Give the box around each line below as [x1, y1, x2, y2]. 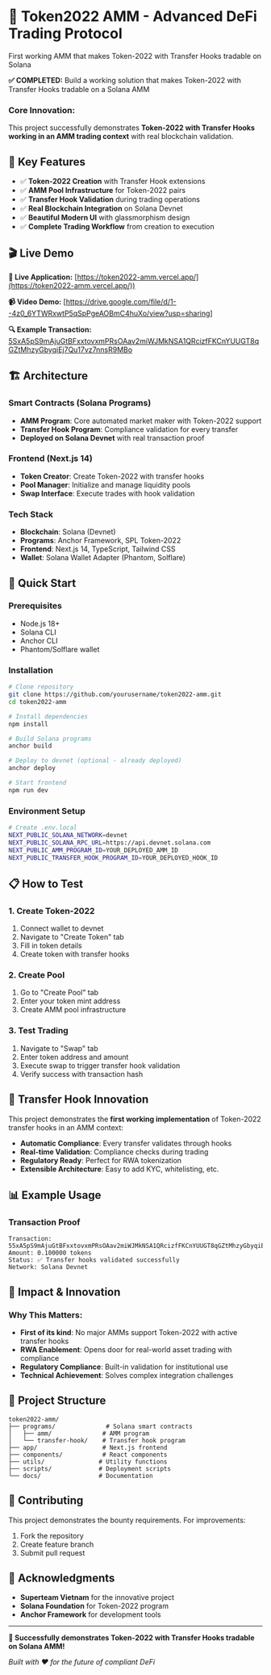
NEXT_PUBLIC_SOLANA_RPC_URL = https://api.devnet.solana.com [8, 839, 211, 847]
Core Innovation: [8, 104, 75, 115]
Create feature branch [19, 1539, 94, 1549]
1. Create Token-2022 [8, 905, 95, 916]
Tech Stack [8, 509, 54, 520]
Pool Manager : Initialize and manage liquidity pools [19, 479, 191, 489]
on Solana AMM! [8, 1642, 65, 1652]
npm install [8, 720, 48, 728]
